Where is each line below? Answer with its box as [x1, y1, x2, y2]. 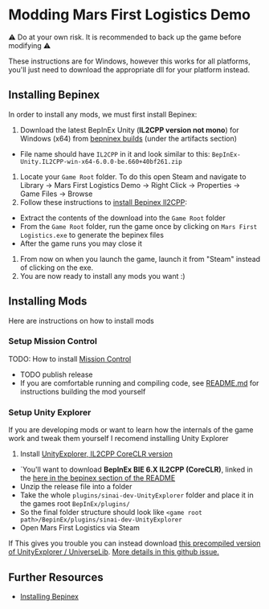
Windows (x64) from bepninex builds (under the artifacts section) [19, 133, 238, 143]
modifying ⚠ [8, 40, 51, 50]
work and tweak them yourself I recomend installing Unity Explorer [8, 434, 229, 443]
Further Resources [8, 570, 104, 584]
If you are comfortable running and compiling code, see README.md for [19, 378, 259, 387]
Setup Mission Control [8, 336, 98, 347]
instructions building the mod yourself [19, 386, 146, 396]
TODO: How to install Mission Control [8, 354, 132, 363]
